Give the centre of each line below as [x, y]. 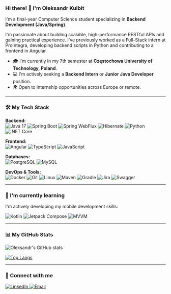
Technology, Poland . [35, 68]
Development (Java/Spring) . [36, 24]
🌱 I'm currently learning [35, 195]
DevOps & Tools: [23, 172]
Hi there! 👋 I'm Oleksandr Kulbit [45, 8]
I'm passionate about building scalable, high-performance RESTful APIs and [85, 35]
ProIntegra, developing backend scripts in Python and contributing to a [79, 45]
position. [22, 82]
